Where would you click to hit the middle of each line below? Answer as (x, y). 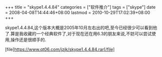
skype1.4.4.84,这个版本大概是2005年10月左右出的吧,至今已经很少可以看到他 (81, 28)
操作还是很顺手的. (28, 40)
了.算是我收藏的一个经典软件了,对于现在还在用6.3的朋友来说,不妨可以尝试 (79, 34)
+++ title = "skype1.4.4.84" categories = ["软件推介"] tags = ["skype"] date (81, 7)
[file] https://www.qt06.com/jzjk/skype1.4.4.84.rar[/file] (60, 49)
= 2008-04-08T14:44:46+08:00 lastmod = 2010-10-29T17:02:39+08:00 (78, 13)
